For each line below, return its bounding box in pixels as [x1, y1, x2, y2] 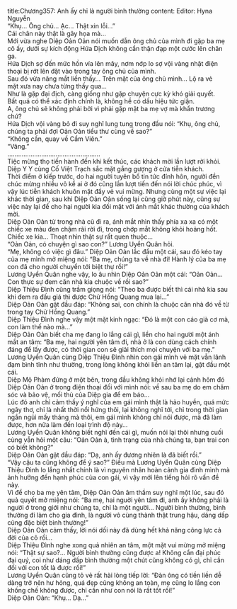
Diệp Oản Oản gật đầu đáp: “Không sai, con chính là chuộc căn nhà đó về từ [7, 300, 230, 308]
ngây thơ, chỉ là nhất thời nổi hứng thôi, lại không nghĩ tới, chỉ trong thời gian [7, 406, 229, 414]
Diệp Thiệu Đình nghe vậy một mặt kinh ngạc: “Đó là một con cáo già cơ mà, [7, 315, 230, 324]
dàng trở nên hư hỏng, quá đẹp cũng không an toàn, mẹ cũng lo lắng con [7, 579, 221, 587]
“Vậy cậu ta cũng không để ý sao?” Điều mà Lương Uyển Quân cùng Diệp [7, 458, 221, 467]
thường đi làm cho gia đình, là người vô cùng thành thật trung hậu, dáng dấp [7, 511, 229, 519]
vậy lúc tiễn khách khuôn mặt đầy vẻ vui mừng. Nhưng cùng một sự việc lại [7, 188, 226, 195]
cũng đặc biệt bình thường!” [7, 518, 88, 527]
